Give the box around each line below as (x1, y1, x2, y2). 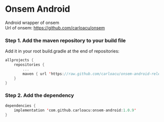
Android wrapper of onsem (5, 20, 60, 25)
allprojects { (5, 58, 34, 63)
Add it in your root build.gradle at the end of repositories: (5, 48, 120, 54)
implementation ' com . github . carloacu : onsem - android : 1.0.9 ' (14, 108, 137, 113)
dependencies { (5, 103, 36, 108)
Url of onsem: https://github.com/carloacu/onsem (5, 24, 105, 30)
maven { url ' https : (22, 71, 64, 76)
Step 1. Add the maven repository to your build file (5, 37, 126, 44)
